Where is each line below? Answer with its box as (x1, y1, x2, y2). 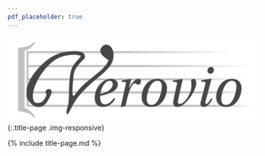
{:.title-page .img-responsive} (7, 123, 105, 132)
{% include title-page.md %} (7, 138, 102, 147)
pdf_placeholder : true (7, 13, 83, 21)
